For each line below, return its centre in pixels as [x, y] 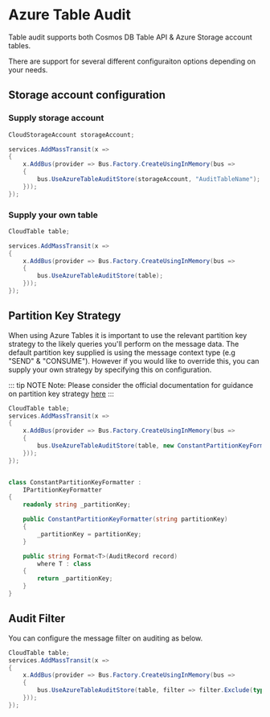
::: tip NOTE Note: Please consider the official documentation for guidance [131, 385]
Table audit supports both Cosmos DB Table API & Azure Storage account [130, 37]
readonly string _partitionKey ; [77, 505]
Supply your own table [53, 215]
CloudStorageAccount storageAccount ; [72, 134]
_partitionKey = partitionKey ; [90, 534]
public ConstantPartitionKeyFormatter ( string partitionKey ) [125, 519]
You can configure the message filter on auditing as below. [106, 638]
